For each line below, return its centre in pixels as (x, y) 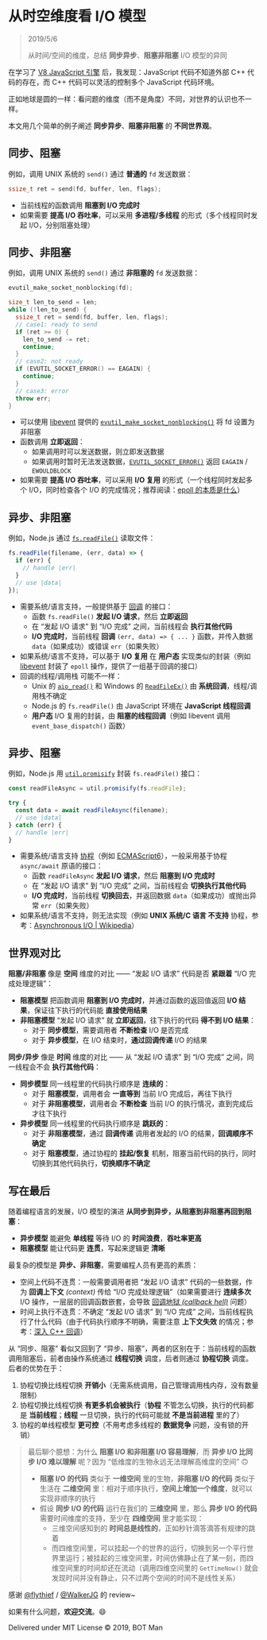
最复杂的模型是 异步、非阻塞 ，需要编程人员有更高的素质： (103, 1265)
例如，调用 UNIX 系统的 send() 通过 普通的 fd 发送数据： (101, 174)
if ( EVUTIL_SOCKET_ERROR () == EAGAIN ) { (83, 369)
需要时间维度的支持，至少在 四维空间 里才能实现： (122, 1518)
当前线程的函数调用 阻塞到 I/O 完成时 (80, 205)
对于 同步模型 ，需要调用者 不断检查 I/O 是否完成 (110, 1031)
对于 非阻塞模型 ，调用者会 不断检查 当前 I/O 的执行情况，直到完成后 (142, 1104)
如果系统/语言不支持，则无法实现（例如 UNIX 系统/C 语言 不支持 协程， (135, 915)
